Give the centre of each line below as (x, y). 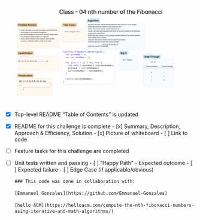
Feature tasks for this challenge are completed (72, 151)
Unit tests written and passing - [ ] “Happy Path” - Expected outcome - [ (103, 163)
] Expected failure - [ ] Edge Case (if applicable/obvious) (84, 170)
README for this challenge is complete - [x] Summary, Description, (97, 126)
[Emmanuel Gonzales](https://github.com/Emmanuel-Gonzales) (91, 194)
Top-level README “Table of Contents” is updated (76, 114)
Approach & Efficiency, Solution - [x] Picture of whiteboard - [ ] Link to (101, 133)
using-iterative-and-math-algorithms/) (64, 212)
